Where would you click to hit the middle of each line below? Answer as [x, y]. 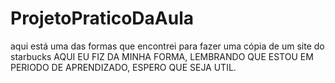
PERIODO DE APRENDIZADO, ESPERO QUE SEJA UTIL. [123, 67]
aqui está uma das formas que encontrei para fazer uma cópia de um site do [167, 46]
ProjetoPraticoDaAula [102, 18]
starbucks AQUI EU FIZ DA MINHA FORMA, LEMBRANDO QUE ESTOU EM [162, 56]
